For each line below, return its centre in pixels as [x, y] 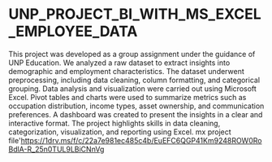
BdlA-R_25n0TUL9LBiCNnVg [56, 149]
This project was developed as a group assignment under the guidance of [132, 54]
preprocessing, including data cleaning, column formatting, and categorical [134, 80]
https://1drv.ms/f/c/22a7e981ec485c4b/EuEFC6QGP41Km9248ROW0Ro [141, 140]
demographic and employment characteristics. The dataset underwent [127, 71]
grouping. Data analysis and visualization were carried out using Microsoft [133, 88]
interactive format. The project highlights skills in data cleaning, [114, 123]
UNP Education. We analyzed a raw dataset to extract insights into [119, 63]
